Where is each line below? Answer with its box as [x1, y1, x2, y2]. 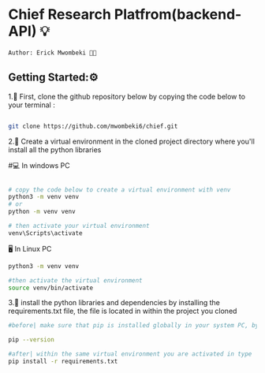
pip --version [8, 336, 55, 344]
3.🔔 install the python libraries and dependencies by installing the [8, 298, 221, 308]
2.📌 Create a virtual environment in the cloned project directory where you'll [8, 136, 255, 146]
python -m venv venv [8, 207, 77, 216]
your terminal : [8, 100, 55, 110]
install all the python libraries [8, 144, 102, 155]
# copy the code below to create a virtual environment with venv [8, 185, 231, 194]
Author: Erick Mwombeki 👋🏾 [8, 49, 97, 57]
